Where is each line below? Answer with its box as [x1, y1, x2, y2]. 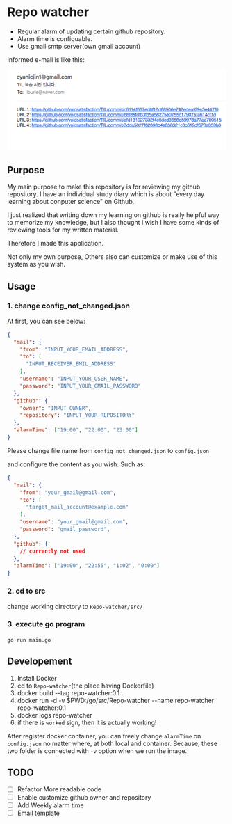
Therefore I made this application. [7, 239, 104, 248]
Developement [7, 656, 72, 667]
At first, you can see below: [7, 317, 85, 325]
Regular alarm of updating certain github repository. [17, 27, 166, 35]
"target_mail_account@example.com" [25, 504, 129, 511]
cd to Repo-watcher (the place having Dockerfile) [17, 681, 154, 690]
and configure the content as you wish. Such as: [7, 460, 146, 468]
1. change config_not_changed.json [7, 301, 131, 310]
